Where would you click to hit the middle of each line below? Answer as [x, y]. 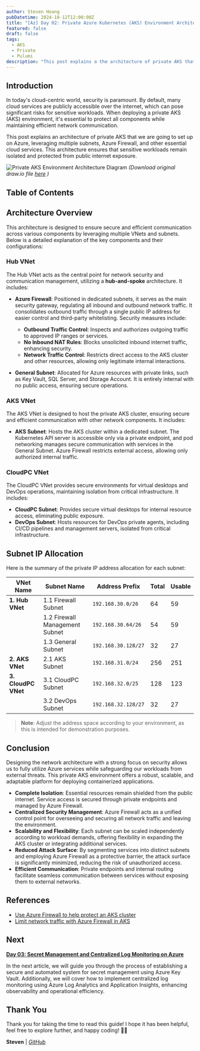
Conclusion [28, 748]
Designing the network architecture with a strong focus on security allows [97, 762]
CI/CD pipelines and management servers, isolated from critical [93, 529]
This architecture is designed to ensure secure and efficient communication [99, 227]
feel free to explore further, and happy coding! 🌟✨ [67, 1030]
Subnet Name [65, 587]
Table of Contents [40, 192]
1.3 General [60, 642]
